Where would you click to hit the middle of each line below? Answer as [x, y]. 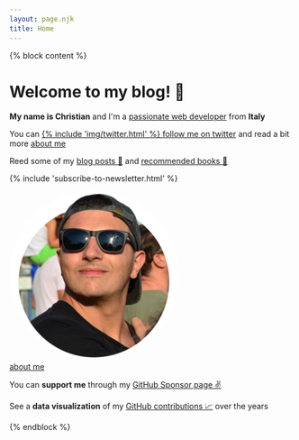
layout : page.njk [42, 19]
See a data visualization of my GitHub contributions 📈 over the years [139, 407]
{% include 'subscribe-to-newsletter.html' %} [94, 179]
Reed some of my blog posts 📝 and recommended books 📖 [118, 161]
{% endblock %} [40, 427]
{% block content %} [48, 55]
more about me [37, 143]
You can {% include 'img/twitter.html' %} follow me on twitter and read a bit [149, 134]
